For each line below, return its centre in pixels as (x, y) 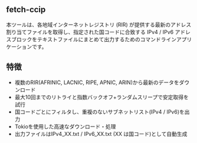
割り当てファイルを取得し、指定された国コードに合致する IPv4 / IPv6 (90, 32)
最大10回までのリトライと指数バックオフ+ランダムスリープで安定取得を (101, 97)
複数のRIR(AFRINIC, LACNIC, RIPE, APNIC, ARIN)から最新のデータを (97, 82)
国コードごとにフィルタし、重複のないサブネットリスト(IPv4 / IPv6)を (99, 112)
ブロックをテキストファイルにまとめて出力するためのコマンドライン (94, 39)
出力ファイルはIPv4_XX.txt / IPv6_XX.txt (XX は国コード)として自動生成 (101, 134)
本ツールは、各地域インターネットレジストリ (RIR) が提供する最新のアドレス (99, 24)
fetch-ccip (26, 10)
